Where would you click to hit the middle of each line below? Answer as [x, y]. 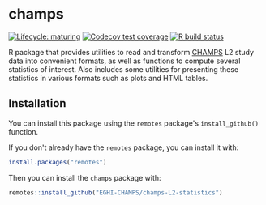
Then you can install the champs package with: [85, 177]
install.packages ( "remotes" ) [58, 162]
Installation [37, 103]
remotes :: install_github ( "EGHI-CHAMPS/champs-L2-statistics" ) [116, 192]
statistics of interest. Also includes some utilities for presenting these [124, 69]
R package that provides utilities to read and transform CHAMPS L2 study [131, 52]
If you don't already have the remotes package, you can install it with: [124, 147]
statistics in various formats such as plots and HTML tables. [108, 78]
